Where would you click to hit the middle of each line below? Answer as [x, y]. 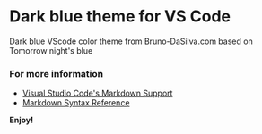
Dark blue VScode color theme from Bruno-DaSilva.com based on [131, 41]
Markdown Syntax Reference [76, 103]
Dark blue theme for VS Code [120, 17]
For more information [57, 73]
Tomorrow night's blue [51, 50]
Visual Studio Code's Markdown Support [97, 93]
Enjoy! [22, 120]
